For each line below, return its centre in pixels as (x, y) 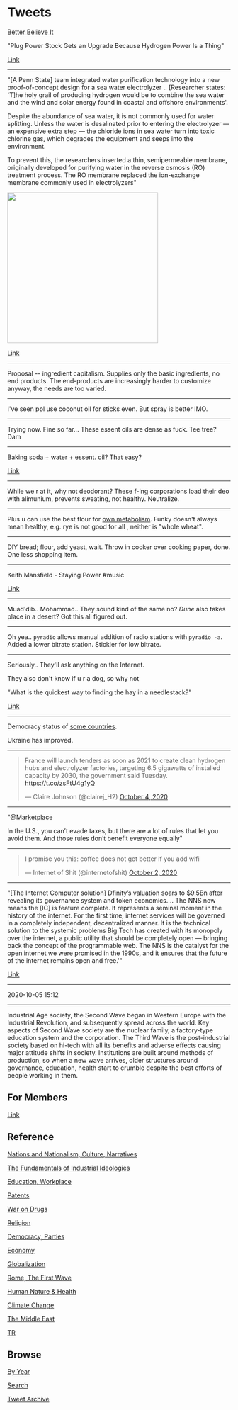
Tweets (29, 12)
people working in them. (43, 1075)
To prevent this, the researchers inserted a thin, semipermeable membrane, (118, 159)
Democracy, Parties (36, 1236)
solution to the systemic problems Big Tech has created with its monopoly (115, 930)
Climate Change (31, 1305)
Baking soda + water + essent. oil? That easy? (75, 457)
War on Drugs (28, 1209)
